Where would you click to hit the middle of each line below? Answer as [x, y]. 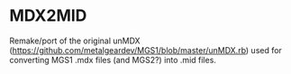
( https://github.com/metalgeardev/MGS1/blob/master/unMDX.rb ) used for [145, 50]
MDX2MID [48, 16]
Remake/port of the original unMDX [75, 41]
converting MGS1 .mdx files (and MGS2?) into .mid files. [113, 60]
